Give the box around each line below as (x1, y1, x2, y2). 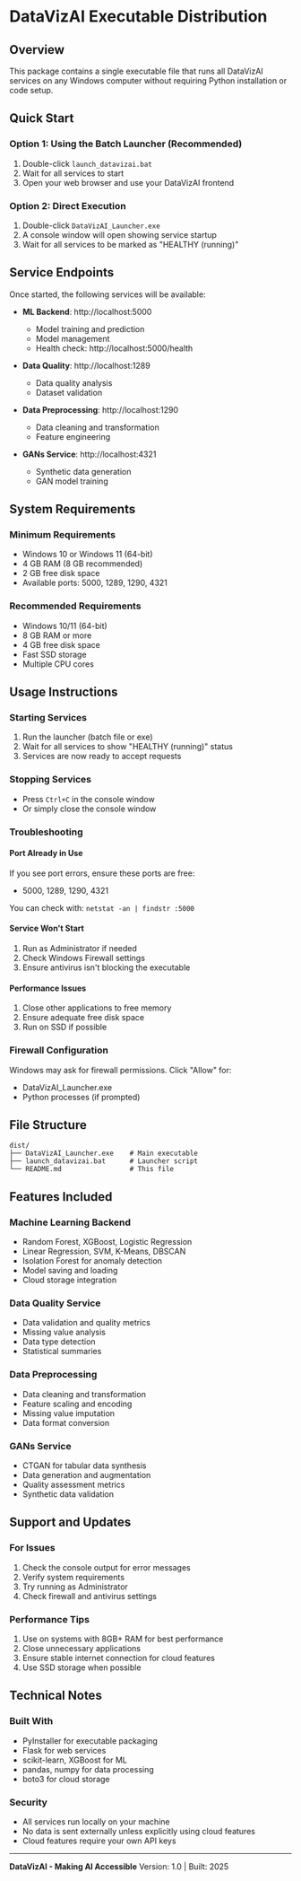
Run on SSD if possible (21, 1021, 107, 1033)
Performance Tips (9, 1613, 90, 1625)
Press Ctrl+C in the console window (21, 793, 155, 804)
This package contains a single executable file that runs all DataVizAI (9, 66, 264, 76)
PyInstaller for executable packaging (21, 1735, 159, 1746)
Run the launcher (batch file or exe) (21, 731, 153, 742)
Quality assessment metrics (21, 1479, 125, 1490)
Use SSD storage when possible (21, 1662, 142, 1673)
